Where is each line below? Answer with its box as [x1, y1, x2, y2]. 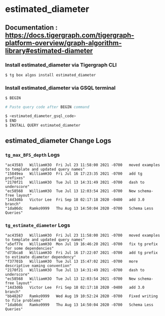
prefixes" [5, 176, 26, 181]
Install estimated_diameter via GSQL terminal [5, 84, 116, 91]
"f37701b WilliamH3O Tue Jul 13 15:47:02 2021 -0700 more [5, 259, 138, 264]
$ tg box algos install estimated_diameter [5, 72, 96, 77]
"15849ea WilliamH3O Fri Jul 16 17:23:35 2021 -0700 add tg [5, 171, 142, 177]
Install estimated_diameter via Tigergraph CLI [5, 61, 117, 68]
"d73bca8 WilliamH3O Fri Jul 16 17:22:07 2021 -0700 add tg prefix [5, 251, 158, 255]
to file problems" [5, 298, 43, 303]
